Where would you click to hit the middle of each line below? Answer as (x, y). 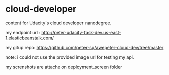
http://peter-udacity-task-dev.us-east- (81, 32)
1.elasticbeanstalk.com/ (30, 38)
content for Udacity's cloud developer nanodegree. (58, 23)
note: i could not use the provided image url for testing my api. (70, 57)
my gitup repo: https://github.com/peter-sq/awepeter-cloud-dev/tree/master (84, 47)
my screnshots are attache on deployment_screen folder (64, 67)
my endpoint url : (23, 32)
